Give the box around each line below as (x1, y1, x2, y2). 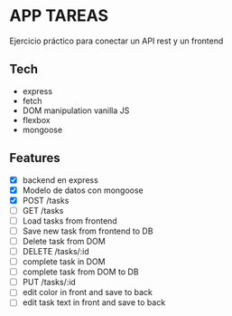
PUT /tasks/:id (22, 277, 77, 288)
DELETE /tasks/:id (22, 246, 90, 256)
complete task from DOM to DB (22, 266, 139, 277)
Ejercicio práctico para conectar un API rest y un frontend (9, 35, 224, 46)
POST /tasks (22, 195, 70, 206)
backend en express (22, 174, 99, 186)
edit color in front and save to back (22, 287, 153, 298)
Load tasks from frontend (22, 215, 117, 226)
